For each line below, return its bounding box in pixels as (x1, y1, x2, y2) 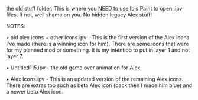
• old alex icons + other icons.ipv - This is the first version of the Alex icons (6, 34, 190, 41)
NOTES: (6, 23, 25, 29)
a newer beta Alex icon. (6, 88, 64, 95)
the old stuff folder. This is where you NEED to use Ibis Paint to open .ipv (6, 5, 183, 12)
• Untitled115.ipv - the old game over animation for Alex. (6, 64, 142, 71)
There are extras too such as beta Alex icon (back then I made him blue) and (6, 82, 193, 89)
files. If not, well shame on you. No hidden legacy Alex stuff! (6, 11, 152, 18)
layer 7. (6, 53, 24, 59)
